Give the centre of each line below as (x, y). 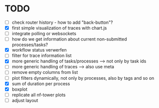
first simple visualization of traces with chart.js (59, 28)
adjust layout (25, 100)
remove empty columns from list (45, 72)
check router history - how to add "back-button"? (62, 22)
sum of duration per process (41, 83)
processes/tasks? (30, 45)
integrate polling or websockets (44, 34)
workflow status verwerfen (39, 50)
